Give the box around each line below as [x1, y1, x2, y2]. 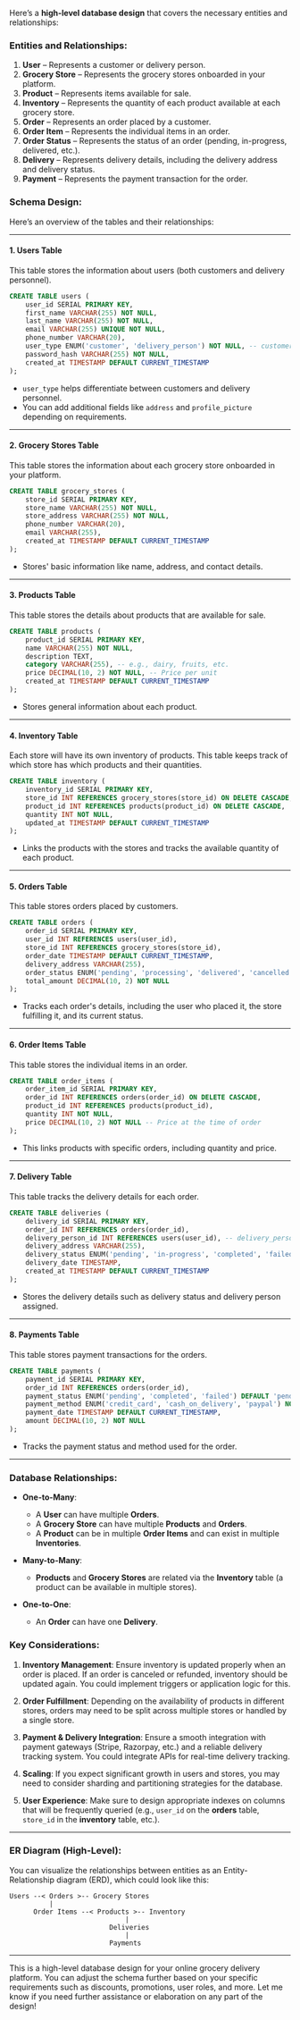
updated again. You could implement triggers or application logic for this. [21, 1678, 291, 1688]
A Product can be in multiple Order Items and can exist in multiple [35, 1528, 279, 1539]
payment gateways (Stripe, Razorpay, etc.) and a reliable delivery [21, 1741, 262, 1752]
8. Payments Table [9, 1329, 80, 1340]
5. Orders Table [9, 880, 68, 892]
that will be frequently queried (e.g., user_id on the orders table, [21, 1805, 260, 1815]
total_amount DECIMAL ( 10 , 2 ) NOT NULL [25, 976, 170, 986]
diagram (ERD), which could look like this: [56, 1874, 210, 1885]
